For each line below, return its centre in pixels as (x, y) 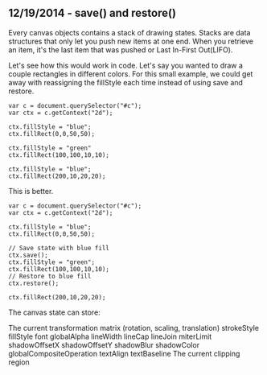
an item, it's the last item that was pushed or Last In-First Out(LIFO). (121, 49)
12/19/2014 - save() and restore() (92, 13)
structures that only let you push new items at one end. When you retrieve (131, 41)
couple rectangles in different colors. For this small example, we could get (131, 74)
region (19, 362)
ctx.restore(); (34, 283)
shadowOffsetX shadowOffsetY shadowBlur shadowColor (104, 344)
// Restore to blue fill (50, 276)
